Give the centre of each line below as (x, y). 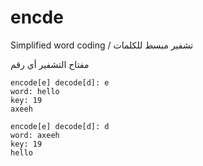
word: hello (35, 91)
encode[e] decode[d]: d (60, 126)
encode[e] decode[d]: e (60, 82)
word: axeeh (35, 135)
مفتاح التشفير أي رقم (50, 64)
